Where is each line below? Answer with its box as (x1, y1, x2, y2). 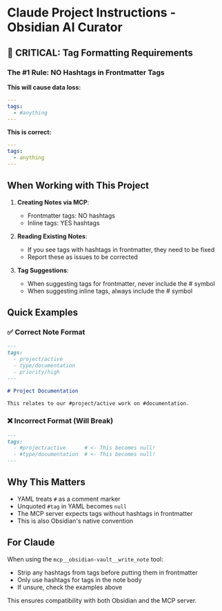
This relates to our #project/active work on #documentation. (7, 400, 190, 407)
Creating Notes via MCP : (17, 198, 90, 206)
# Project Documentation (7, 387, 79, 394)
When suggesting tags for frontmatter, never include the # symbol (27, 279, 215, 287)
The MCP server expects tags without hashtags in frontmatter (17, 509, 193, 517)
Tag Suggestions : (17, 266, 69, 274)
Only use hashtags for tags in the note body (17, 575, 143, 583)
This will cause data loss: (7, 83, 81, 91)
